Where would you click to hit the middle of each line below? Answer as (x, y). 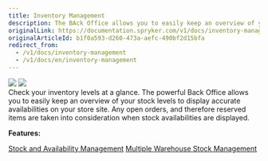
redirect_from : (33, 45)
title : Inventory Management (57, 16)
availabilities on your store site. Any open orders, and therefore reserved (127, 109)
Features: (25, 133)
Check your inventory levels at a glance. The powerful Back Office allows (128, 92)
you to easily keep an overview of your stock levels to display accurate (124, 100)
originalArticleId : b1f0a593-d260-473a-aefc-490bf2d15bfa (106, 38)
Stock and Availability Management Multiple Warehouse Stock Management (133, 148)
